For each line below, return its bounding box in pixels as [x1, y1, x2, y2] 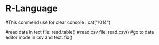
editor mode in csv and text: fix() [5, 34, 73, 40]
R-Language [5, 3, 58, 14]
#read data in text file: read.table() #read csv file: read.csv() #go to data [5, 29, 154, 35]
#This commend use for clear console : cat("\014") [5, 19, 111, 25]
